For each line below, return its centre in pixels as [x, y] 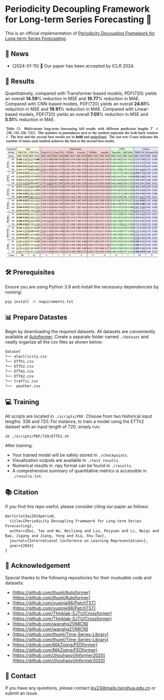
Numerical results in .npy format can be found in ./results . [72, 466]
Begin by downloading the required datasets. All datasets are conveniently [80, 332]
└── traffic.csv [22, 381]
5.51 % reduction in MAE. [30, 119]
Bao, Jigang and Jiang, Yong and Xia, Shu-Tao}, [56, 536]
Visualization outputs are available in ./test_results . [66, 460]
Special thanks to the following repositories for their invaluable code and [78, 577]
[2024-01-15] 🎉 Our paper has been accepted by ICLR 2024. [73, 66]
